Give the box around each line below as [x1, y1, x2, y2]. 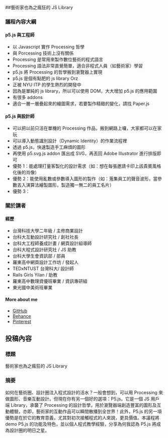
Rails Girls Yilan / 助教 [12, 272, 58, 278]
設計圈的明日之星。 [9, 427, 49, 433]
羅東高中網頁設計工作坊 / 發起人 [12, 259, 79, 265]
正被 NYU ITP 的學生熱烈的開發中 [12, 82, 81, 88]
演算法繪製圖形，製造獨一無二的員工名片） [26, 182, 114, 188]
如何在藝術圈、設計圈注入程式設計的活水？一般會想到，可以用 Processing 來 [5, 389, 163, 395]
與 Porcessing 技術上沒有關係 [12, 50, 74, 57]
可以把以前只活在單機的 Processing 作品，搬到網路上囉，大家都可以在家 [12, 125, 162, 131]
